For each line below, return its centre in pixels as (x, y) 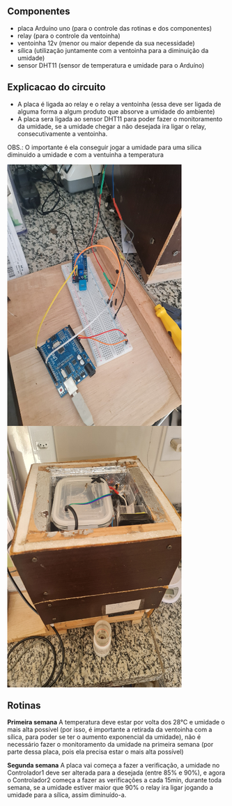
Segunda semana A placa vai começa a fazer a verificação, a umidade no (114, 766)
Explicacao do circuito (56, 88)
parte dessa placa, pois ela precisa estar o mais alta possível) (95, 752)
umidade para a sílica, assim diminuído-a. (67, 795)
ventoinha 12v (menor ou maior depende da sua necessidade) (106, 43)
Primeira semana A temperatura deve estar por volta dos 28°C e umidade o (116, 722)
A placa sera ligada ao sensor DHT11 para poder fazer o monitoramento (120, 119)
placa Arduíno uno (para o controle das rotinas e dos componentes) (115, 28)
